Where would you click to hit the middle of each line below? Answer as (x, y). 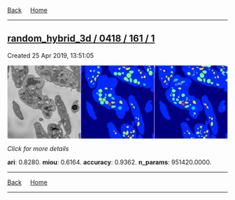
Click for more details (38, 148)
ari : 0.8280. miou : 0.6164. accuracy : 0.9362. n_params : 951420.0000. (109, 162)
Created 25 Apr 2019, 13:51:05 (51, 55)
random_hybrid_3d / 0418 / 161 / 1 (81, 39)
